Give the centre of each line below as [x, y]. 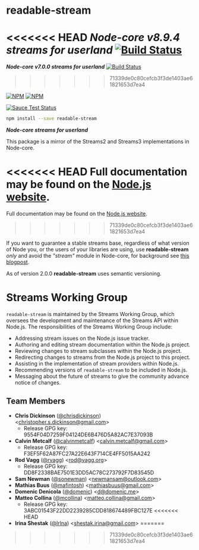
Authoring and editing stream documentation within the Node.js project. [102, 344]
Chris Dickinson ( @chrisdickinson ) [58, 415]
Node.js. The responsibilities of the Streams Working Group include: [89, 326]
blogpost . [18, 262]
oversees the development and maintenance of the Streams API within [92, 320]
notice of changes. [38, 382]
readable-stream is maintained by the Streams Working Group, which [91, 314]
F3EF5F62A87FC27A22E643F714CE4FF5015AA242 [87, 454]
